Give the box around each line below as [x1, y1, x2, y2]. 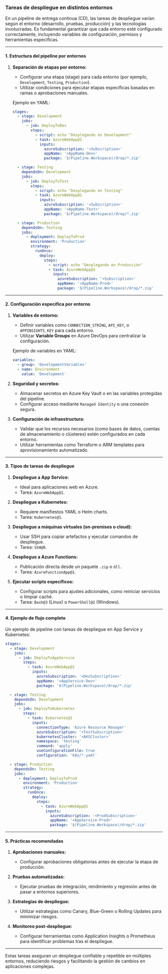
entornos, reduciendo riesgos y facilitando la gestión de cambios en [5, 958, 145, 964]
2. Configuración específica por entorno [5, 301, 91, 307]
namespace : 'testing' [36, 739, 81, 744]
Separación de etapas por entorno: [12, 64, 86, 70]
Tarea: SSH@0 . [19, 544, 47, 550]
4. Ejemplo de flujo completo [5, 615, 66, 621]
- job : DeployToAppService [18, 655, 75, 660]
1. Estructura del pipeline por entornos [5, 53, 86, 59]
